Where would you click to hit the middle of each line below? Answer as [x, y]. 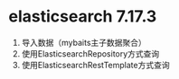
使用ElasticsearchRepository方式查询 [90, 53]
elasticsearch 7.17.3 [83, 17]
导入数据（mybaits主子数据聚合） [84, 42]
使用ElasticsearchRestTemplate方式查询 [95, 65]
